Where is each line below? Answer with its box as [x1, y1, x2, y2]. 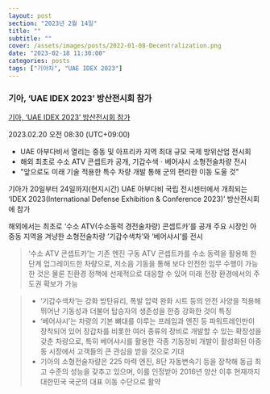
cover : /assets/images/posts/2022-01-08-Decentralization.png [8, 42, 222, 50]
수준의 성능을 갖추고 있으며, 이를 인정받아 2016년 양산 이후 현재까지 [48, 367, 260, 376]
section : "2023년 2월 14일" [8, 19, 98, 27]
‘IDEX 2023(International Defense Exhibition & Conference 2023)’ [8, 195, 226, 204]
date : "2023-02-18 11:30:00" [8, 49, 106, 57]
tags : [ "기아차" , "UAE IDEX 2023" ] [8, 65, 123, 73]
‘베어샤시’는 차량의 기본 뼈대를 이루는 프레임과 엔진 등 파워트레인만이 [39, 316, 255, 326]
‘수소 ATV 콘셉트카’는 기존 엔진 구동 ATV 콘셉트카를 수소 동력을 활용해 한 [27, 249, 257, 258]
